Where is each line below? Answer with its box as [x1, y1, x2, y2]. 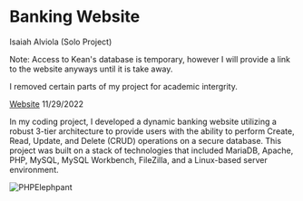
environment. [9, 164, 59, 175]
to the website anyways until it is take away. [9, 63, 173, 74]
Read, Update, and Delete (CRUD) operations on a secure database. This [9, 135, 282, 146]
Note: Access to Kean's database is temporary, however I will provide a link [9, 53, 290, 64]
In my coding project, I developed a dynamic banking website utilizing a [9, 116, 277, 127]
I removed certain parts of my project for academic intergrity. [9, 81, 238, 91]
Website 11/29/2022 [9, 98, 84, 110]
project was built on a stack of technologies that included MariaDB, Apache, [9, 145, 294, 156]
